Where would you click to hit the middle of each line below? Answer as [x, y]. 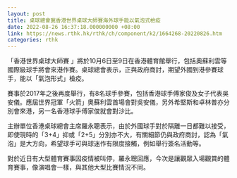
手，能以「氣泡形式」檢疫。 [48, 79]
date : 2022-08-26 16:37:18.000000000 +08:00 [74, 27]
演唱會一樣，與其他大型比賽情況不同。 [93, 167]
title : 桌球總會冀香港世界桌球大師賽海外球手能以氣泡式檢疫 [84, 20]
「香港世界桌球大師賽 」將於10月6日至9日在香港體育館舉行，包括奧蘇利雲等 [117, 61]
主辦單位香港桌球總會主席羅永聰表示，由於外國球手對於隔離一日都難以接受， [119, 126]
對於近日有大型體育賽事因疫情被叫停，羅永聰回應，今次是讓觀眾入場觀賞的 [115, 158]
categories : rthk [33, 40]
